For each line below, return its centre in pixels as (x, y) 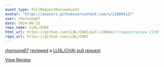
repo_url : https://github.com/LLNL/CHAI (47, 37)
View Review (18, 60)
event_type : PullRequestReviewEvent (42, 9)
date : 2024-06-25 (23, 23)
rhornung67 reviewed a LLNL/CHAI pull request (53, 50)
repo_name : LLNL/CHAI (27, 28)
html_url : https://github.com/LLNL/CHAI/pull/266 (57, 32)
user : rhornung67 (23, 18)
